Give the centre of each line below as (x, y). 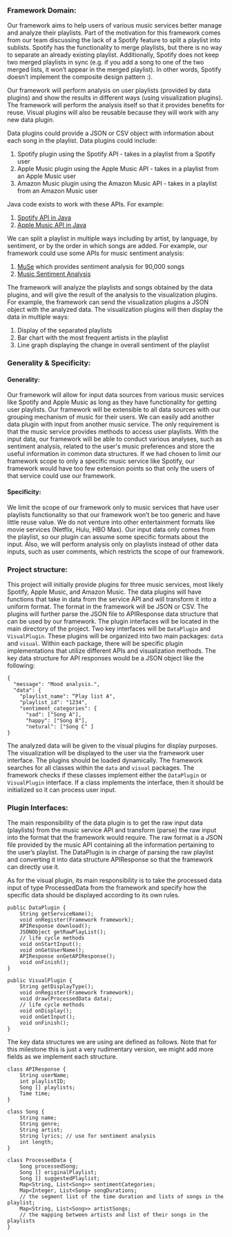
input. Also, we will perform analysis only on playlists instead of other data (113, 544)
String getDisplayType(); (57, 987)
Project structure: (37, 569)
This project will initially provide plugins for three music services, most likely (115, 584)
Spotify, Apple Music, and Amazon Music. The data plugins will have (104, 592)
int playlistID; (43, 1082)
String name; (38, 1118)
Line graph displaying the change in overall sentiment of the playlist (113, 345)
